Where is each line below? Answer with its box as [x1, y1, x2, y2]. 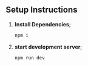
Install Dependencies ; [14, 20, 71, 28]
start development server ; [14, 43, 83, 50]
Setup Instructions [5, 5, 78, 15]
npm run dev [14, 55, 45, 61]
